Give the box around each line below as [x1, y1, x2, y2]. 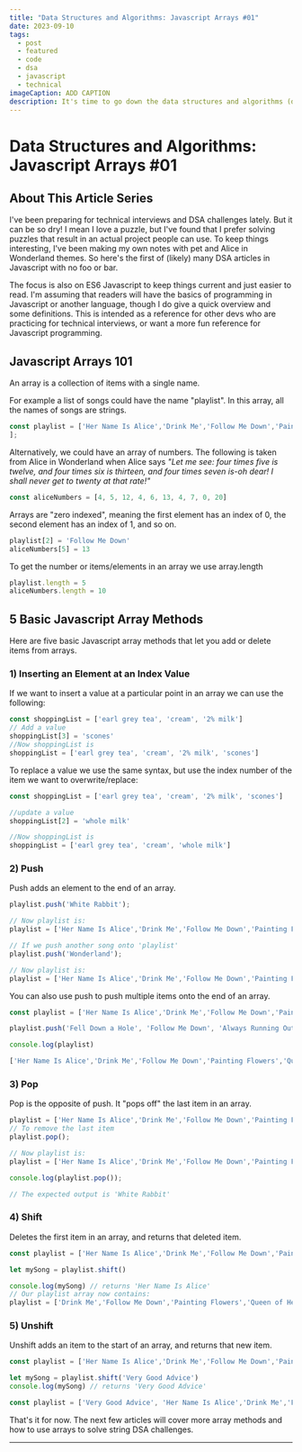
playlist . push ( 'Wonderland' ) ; [9, 949, 123, 958]
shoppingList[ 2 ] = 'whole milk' [9, 816, 130, 825]
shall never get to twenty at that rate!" [9, 475, 151, 486]
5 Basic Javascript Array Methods [9, 612, 204, 627]
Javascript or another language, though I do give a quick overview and [9, 299, 271, 310]
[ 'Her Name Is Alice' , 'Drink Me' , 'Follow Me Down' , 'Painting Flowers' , [9, 1057, 283, 1066]
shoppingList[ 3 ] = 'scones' [9, 731, 115, 741]
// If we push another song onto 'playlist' [9, 941, 179, 950]
